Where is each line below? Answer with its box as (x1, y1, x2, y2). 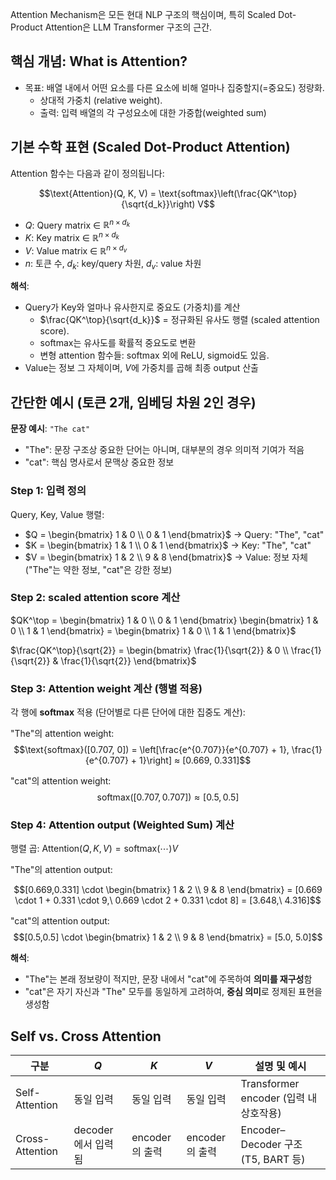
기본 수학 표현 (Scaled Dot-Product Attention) (10, 139, 291, 156)
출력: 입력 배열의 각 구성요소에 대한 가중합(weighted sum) (39, 106, 267, 118)
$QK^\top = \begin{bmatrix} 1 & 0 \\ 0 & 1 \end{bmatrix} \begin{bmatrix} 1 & (10, 614, 319, 626)
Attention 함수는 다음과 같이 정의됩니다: (10, 167, 165, 179)
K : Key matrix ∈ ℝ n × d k (24, 230, 120, 243)
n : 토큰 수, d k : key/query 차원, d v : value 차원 (24, 257, 202, 272)
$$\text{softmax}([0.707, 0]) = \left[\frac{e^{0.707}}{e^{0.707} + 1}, (13, 744, 290, 756)
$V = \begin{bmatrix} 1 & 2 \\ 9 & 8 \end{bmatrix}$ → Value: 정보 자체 (24, 551, 308, 563)
